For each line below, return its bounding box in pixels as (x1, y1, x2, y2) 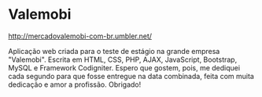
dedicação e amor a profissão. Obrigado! (8, 80, 142, 89)
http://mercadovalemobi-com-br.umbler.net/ (8, 31, 152, 41)
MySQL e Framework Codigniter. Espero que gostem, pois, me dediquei (8, 63, 241, 72)
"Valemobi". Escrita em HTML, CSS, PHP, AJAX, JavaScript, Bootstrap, (8, 55, 238, 64)
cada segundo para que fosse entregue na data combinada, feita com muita (8, 71, 254, 81)
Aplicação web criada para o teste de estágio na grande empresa (8, 46, 220, 56)
